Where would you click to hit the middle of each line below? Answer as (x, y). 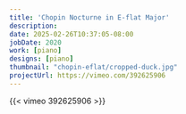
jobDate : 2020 (36, 42)
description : (34, 26)
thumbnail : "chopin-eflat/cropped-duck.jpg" (93, 68)
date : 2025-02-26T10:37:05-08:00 (72, 34)
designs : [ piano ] (42, 59)
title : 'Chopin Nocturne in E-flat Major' (89, 17)
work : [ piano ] (36, 51)
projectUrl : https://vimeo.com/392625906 (88, 76)
